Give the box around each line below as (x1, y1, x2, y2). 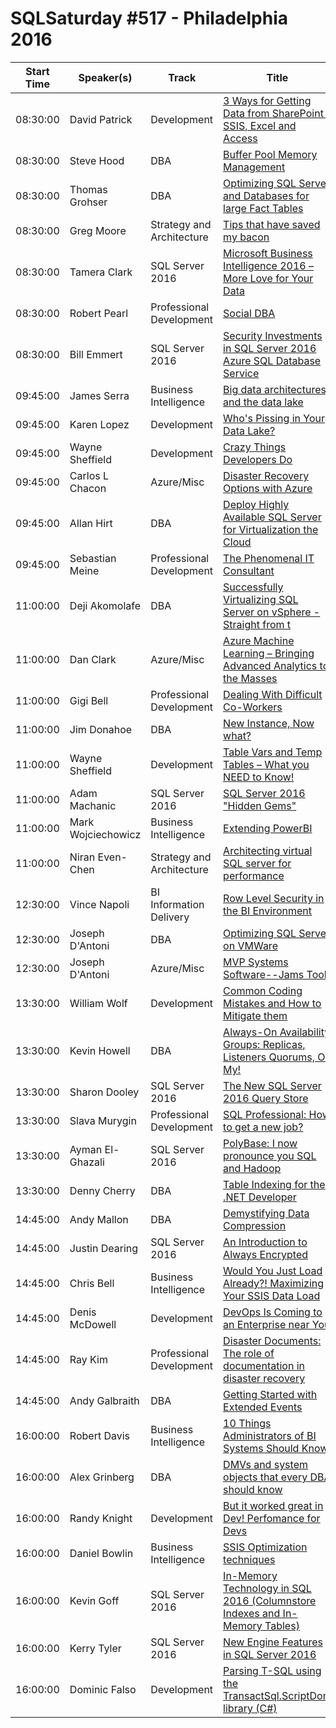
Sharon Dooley (69, 1085, 140, 1099)
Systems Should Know (223, 1441, 329, 1455)
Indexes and (223, 1606, 281, 1620)
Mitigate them (223, 1008, 288, 1022)
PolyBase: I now (223, 1136, 298, 1150)
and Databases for (223, 188, 310, 202)
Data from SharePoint (223, 106, 324, 120)
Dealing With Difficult (223, 687, 323, 701)
